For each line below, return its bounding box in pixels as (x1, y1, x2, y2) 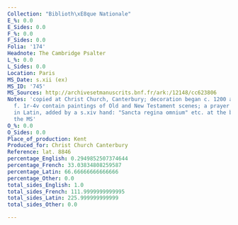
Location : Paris (7, 69, 55, 76)
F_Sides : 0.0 (7, 37, 46, 44)
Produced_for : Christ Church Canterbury (7, 142, 129, 149)
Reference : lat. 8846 (7, 149, 72, 156)
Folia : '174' (7, 43, 46, 50)
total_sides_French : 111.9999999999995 (7, 188, 125, 195)
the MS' (13, 115, 37, 122)
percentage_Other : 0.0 (7, 175, 74, 182)
